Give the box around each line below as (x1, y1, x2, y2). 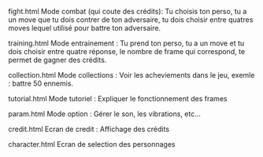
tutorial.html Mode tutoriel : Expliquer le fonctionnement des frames (8, 94, 228, 103)
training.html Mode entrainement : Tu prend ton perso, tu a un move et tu (8, 38, 245, 48)
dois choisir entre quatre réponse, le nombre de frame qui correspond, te (8, 47, 246, 56)
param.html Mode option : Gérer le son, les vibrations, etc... (8, 109, 201, 119)
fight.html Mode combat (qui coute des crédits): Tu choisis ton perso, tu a (8, 7, 247, 16)
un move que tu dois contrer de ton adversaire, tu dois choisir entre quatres (8, 15, 254, 24)
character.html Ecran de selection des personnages (8, 140, 176, 148)
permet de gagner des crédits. (8, 55, 107, 64)
